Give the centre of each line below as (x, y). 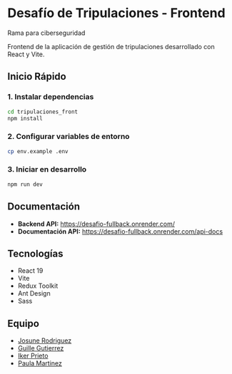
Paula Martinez (40, 363)
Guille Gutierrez (41, 348)
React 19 (30, 271)
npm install (25, 118)
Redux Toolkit (38, 286)
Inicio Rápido (37, 77)
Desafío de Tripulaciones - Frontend (117, 13)
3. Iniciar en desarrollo (47, 170)
